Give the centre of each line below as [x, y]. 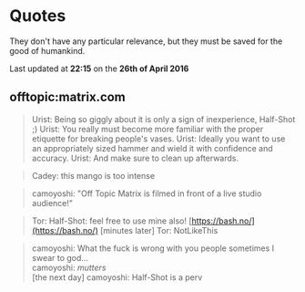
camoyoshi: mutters [69, 267]
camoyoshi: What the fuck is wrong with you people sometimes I [153, 248]
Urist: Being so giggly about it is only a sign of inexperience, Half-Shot [163, 119]
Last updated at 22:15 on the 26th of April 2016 [99, 68]
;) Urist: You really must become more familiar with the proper [147, 129]
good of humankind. [47, 50]
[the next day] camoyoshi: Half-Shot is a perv [117, 277]
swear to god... [60, 257]
